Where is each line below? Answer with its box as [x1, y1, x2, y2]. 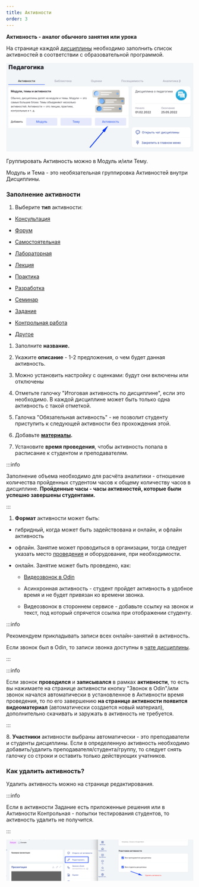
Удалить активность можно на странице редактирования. [6, 780, 154, 788]
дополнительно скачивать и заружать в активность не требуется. [6, 710, 174, 717]
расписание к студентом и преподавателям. [14, 450, 129, 457]
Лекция [14, 262, 34, 269]
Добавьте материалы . [14, 432, 73, 439]
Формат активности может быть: [14, 515, 100, 522]
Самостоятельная [14, 238, 61, 245]
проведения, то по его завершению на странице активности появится [6, 698, 188, 705]
